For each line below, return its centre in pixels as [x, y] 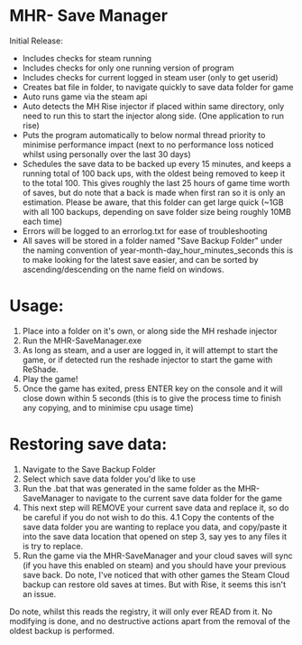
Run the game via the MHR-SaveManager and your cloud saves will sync [157, 556]
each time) [42, 221]
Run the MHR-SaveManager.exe [82, 341]
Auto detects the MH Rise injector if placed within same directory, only [153, 106]
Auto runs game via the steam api [85, 97]
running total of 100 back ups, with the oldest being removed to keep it [154, 173]
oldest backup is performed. [62, 631]
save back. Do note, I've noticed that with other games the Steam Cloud [156, 575]
